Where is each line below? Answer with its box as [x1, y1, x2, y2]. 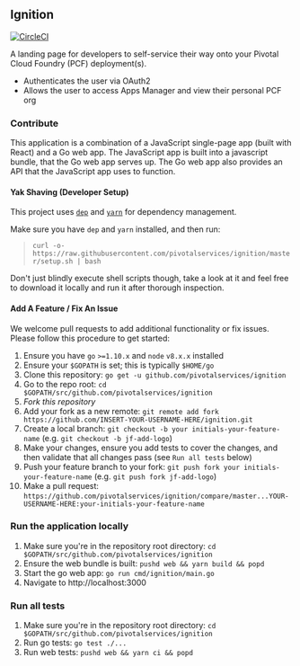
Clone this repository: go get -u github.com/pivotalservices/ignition [22, 369, 287, 380]
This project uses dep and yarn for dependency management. [10, 207, 237, 218]
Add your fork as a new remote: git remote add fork [22, 405, 219, 416]
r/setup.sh [31, 257, 74, 266]
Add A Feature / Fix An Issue [10, 303, 119, 314]
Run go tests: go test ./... [22, 637, 128, 648]
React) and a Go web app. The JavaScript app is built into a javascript [10, 147, 269, 158]
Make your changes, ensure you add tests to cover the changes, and [22, 442, 278, 453]
